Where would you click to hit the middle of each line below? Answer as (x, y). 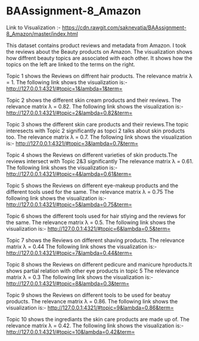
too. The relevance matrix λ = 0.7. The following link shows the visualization (99, 137)
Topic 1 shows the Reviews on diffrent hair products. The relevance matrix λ (99, 76)
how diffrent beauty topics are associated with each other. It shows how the (99, 58)
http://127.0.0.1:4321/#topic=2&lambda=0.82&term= (69, 113)
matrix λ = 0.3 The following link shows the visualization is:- (80, 277)
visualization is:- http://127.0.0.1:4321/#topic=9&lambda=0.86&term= (90, 308)
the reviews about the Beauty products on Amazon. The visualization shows (99, 51)
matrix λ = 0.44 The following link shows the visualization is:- (82, 246)
